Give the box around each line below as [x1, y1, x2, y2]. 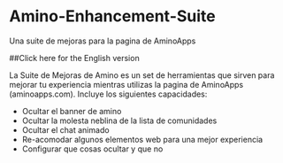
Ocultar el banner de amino [21, 105, 122, 116]
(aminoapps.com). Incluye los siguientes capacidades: [9, 89, 208, 99]
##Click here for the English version [9, 52, 140, 63]
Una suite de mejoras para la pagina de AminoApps [9, 35, 196, 46]
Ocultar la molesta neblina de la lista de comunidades [21, 115, 218, 126]
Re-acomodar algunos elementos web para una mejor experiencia [21, 134, 264, 144]
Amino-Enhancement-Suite [9, 6, 217, 27]
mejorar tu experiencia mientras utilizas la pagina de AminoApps [9, 79, 244, 89]
